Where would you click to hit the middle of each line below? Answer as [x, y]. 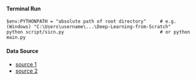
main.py [16, 38]
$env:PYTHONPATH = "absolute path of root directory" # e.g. [91, 21]
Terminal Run [24, 9]
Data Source [22, 51]
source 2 [26, 71]
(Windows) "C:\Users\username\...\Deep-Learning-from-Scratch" [89, 27]
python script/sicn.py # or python [98, 32]
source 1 [26, 65]
